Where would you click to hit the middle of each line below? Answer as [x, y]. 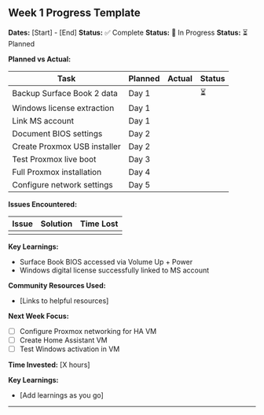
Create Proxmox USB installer [66, 146]
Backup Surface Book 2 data [65, 94]
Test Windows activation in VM [70, 349]
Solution [57, 224]
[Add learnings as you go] [61, 395]
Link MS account [43, 120]
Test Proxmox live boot [54, 159]
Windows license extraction [63, 108]
